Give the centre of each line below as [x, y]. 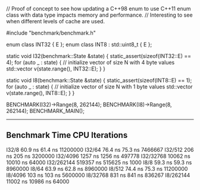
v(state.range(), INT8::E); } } [40, 93]
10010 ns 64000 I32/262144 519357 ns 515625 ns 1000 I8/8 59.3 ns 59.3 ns [99, 162]
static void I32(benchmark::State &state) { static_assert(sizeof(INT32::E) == [99, 56]
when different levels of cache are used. [56, 21]
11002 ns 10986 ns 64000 [38, 181]
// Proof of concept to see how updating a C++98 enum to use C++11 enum [99, 9]
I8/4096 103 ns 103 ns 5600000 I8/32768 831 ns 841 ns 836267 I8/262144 [98, 175]
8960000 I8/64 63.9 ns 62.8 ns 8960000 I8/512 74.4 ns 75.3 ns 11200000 [97, 168]
